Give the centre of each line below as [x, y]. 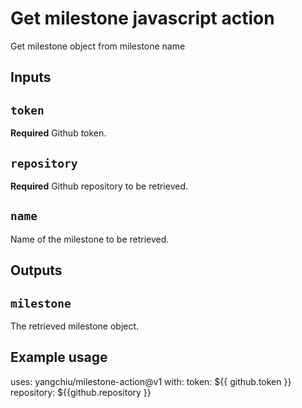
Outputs [36, 270]
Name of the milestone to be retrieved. [90, 239]
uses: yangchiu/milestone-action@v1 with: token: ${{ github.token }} [151, 381]
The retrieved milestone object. [75, 326]
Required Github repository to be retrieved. [99, 186]
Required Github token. [58, 133]
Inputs [31, 77]
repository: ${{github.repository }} [81, 392]
